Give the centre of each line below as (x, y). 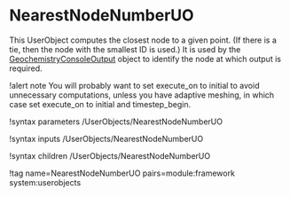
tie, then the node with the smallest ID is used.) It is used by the (125, 49)
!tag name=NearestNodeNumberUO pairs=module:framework (122, 173)
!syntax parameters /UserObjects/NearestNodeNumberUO (116, 122)
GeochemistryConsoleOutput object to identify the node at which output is (145, 59)
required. (26, 68)
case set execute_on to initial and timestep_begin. (100, 104)
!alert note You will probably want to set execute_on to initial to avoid (134, 85)
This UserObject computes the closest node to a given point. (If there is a (143, 40)
